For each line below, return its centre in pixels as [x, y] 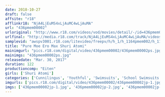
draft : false [18, 14]
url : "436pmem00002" [26, 28]
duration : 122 [20, 64]
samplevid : [16, 42]
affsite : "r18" [21, 19]
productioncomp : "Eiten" [30, 69]
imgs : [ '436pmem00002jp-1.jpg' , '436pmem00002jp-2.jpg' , [65, 87]
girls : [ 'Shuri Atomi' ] [29, 73]
